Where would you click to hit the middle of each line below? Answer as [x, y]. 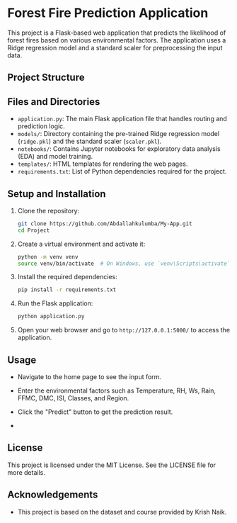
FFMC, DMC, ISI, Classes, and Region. [73, 398]
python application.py [51, 317]
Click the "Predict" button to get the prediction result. [95, 412]
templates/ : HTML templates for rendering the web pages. [103, 164]
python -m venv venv [48, 257]
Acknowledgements [53, 495]
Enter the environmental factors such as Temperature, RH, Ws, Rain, [117, 390]
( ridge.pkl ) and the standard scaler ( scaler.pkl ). [89, 141]
